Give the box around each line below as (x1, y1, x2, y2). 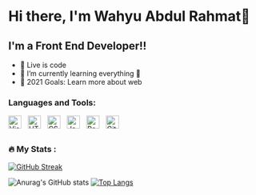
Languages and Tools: (8, 97, 96, 108)
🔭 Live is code (19, 60, 66, 70)
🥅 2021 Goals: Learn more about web (19, 78, 142, 86)
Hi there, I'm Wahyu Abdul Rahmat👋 (8, 7, 250, 26)
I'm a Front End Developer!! (8, 39, 147, 53)
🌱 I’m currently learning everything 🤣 (19, 69, 142, 78)
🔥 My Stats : (8, 144, 57, 155)
